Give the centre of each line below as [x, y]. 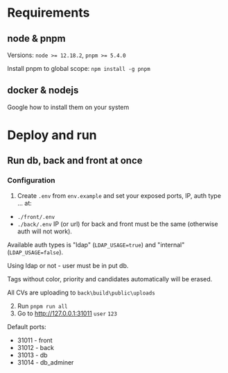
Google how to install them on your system [68, 107]
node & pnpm [36, 39]
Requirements [49, 13]
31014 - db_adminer [45, 362]
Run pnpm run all [42, 306]
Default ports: [27, 326]
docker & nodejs [43, 91]
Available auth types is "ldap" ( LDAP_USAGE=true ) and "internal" [96, 244]
